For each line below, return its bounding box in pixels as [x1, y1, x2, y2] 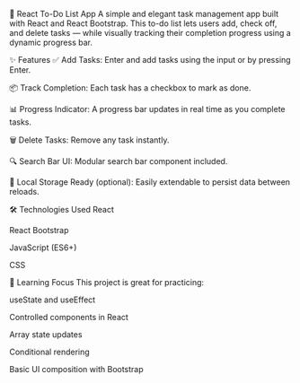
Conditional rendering [9, 346, 90, 357]
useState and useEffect [9, 294, 96, 305]
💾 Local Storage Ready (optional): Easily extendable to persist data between [9, 177, 290, 187]
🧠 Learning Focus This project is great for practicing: [9, 277, 205, 287]
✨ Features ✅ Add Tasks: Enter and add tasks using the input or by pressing [9, 55, 291, 65]
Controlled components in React [9, 312, 128, 322]
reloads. [9, 187, 40, 196]
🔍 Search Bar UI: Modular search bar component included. [9, 156, 228, 166]
